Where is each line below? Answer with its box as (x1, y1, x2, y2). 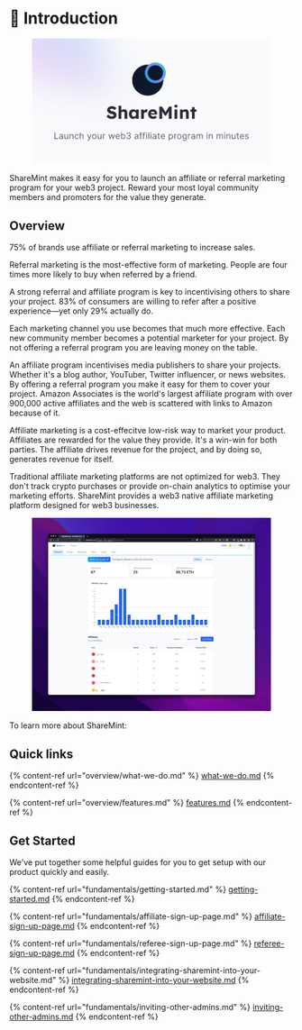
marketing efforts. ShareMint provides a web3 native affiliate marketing (9, 490, 273, 501)
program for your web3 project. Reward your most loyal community (9, 182, 260, 193)
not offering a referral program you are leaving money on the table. (9, 342, 259, 353)
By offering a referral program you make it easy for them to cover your (9, 378, 270, 390)
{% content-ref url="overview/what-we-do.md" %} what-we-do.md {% (9, 770, 275, 781)
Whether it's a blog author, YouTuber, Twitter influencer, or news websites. (9, 369, 287, 380)
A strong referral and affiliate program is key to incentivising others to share (9, 287, 290, 297)
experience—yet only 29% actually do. (9, 305, 153, 316)
